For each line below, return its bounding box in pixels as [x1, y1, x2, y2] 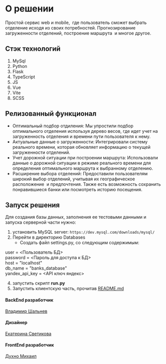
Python [12, 63, 27, 69]
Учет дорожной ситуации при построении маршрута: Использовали [12, 154, 158, 160]
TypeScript [12, 73, 35, 80]
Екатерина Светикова [5, 331, 51, 337]
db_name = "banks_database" [5, 265, 67, 271]
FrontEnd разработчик [5, 342, 54, 348]
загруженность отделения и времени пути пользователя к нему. [12, 133, 151, 139]
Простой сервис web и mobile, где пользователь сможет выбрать [5, 19, 147, 25]
